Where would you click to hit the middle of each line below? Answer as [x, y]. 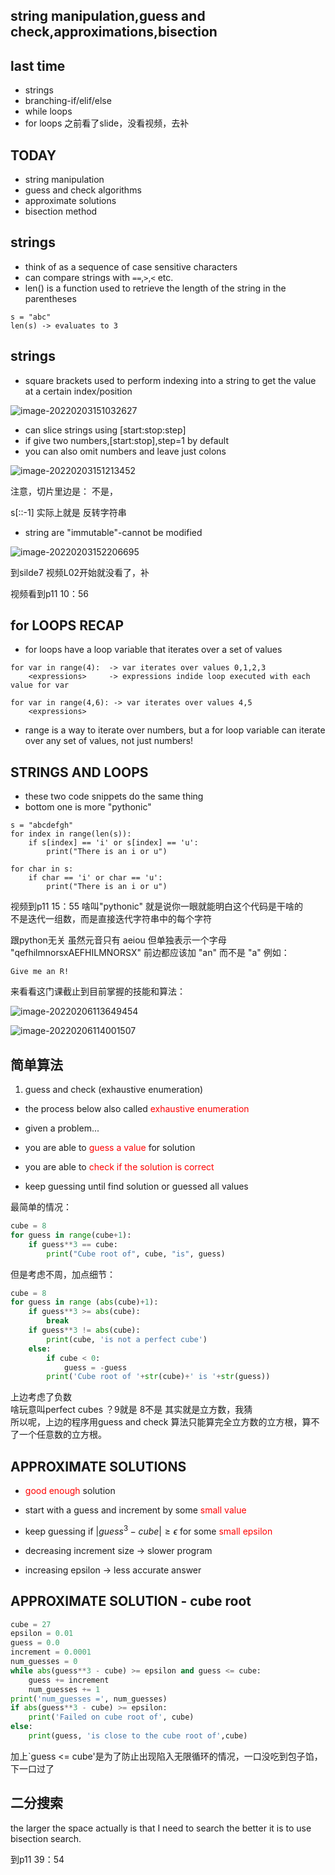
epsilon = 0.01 [42, 1634]
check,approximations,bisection [114, 32]
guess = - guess [95, 1367]
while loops [48, 111]
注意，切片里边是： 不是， [64, 491]
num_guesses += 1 [64, 1689]
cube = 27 [31, 1624]
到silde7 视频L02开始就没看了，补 [80, 572]
